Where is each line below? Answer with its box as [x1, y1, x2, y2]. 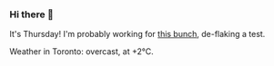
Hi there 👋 [9, 8, 55, 21]
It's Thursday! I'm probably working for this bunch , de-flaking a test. [9, 29, 266, 40]
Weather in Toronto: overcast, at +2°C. [9, 46, 154, 57]
